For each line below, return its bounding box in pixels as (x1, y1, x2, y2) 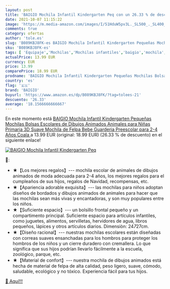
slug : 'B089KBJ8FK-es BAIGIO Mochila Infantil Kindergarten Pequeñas (5, 41, 155, 46)
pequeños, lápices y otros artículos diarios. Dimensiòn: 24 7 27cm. (12, 224, 149, 230)
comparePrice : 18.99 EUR (5, 69, 58, 74)
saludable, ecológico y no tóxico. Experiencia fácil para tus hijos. (12, 268, 148, 274)
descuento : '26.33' (5, 97, 47, 102)
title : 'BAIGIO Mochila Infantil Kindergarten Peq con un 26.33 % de (5, 12, 155, 17)
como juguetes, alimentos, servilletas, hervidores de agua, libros (12, 218, 148, 224)
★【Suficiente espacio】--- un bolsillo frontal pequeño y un (12, 207, 138, 213)
